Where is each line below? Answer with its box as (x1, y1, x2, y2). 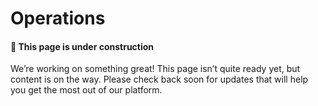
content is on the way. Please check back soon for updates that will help (10, 73, 309, 86)
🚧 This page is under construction (10, 40, 155, 52)
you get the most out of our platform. (10, 84, 163, 96)
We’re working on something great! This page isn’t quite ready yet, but (10, 63, 301, 75)
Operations (10, 7, 106, 30)
